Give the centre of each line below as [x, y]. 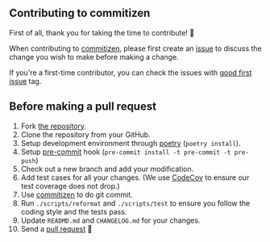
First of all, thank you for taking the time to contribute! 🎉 [102, 32]
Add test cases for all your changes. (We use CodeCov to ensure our [135, 177]
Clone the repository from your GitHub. [86, 134]
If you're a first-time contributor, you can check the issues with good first [131, 73]
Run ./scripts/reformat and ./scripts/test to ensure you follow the [135, 203]
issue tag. [25, 81]
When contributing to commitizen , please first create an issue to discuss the [136, 48]
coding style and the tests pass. [74, 211]
